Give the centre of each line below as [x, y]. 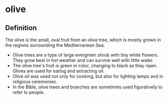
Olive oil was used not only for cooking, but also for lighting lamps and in [88, 76]
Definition [21, 28]
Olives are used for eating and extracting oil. [58, 71]
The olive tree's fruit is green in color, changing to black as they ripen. [85, 66]
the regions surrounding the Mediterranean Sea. [55, 45]
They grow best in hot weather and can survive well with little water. [83, 60]
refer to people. [29, 92]
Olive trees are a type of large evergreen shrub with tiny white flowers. [86, 55]
